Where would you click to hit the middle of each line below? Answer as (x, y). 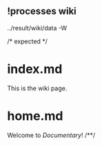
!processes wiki (42, 11)
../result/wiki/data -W (37, 28)
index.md (35, 69)
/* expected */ (28, 41)
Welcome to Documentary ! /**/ (51, 135)
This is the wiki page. (37, 88)
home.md (35, 116)
